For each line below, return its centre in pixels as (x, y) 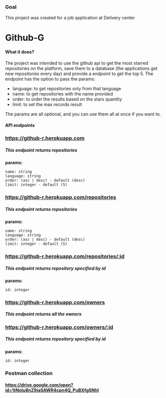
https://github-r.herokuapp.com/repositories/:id (65, 256)
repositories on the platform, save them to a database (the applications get (81, 68)
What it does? (20, 52)
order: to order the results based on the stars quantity (67, 99)
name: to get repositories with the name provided (62, 94)
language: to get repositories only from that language (67, 89)
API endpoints (20, 125)
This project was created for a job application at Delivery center (70, 18)
